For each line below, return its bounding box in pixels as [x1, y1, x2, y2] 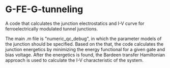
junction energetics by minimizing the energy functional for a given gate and [5, 46, 165, 52]
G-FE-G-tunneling [5, 4, 83, 15]
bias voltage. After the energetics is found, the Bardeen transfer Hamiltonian [5, 52, 165, 58]
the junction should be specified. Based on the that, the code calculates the [5, 41, 164, 47]
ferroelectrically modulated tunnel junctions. [5, 25, 98, 31]
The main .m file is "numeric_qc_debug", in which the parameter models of [5, 36, 162, 42]
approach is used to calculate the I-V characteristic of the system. [5, 57, 144, 63]
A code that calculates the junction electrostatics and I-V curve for [5, 20, 145, 26]
